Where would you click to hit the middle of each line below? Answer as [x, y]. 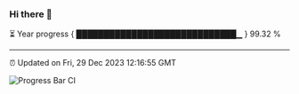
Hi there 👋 [31, 14]
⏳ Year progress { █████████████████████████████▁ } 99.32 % [145, 34]
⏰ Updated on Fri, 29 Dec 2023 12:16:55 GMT [93, 63]
